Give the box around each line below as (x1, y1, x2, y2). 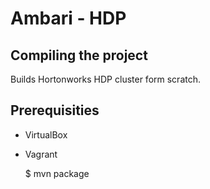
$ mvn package (24, 167, 90, 179)
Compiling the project (10, 47, 148, 64)
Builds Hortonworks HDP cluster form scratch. (10, 73, 202, 85)
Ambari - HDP (10, 7, 127, 30)
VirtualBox (24, 128, 68, 141)
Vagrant (24, 148, 58, 160)
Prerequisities (10, 102, 100, 119)
